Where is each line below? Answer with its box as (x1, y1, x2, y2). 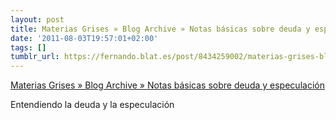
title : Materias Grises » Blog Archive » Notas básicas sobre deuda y (10, 24, 311, 34)
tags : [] (10, 42, 47, 53)
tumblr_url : (10, 52, 60, 62)
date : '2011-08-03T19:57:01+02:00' (10, 33, 159, 43)
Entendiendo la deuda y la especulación (10, 99, 175, 111)
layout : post (10, 14, 65, 25)
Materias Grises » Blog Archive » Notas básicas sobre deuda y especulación (10, 79, 325, 91)
